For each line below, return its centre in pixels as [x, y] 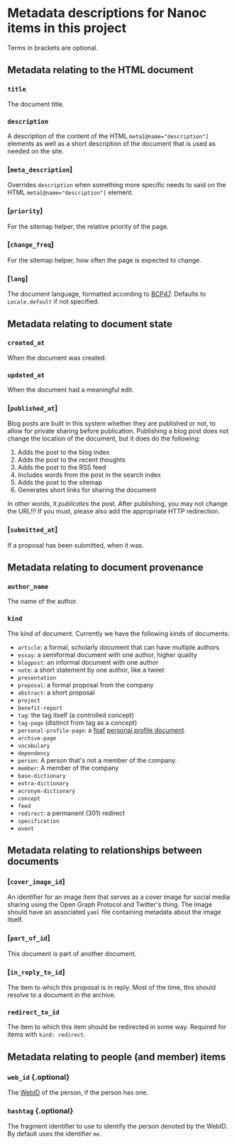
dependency [34, 753]
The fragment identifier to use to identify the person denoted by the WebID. [118, 1127]
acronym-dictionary [46, 791]
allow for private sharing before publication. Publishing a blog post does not [118, 431]
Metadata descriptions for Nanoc [107, 13]
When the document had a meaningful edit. [71, 390]
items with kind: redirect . [46, 1034]
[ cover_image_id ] [36, 881]
